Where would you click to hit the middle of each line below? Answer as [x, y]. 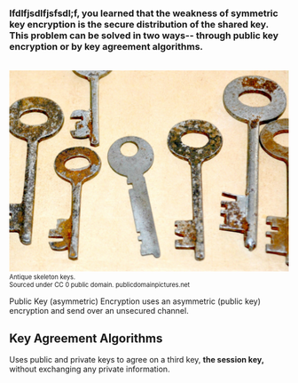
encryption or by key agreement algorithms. [106, 46]
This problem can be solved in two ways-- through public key [144, 36]
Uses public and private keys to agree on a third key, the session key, [137, 360]
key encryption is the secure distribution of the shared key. [139, 24]
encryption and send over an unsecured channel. [99, 310]
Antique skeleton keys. [43, 277]
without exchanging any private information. [90, 369]
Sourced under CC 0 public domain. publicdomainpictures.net [100, 284]
